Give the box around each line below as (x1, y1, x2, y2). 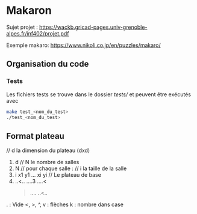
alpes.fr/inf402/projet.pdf (6, 29, 69, 37)
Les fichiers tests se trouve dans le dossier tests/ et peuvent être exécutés (6, 91, 192, 98)
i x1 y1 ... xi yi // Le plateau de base (14, 171, 101, 179)
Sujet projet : (6, 23, 38, 31)
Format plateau (6, 130, 64, 141)
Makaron (6, 4, 52, 17)
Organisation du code (6, 59, 89, 69)
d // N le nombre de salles (14, 159, 80, 166)
